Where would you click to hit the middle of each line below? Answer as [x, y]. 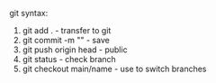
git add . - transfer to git [67, 30]
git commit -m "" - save [66, 40]
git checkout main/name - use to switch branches [114, 69]
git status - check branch [69, 59]
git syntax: [29, 13]
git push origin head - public [75, 50]
